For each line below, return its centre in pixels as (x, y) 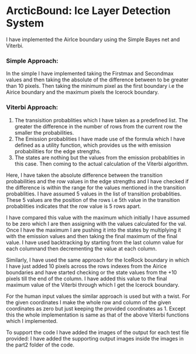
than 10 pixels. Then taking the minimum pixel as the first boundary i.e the (95, 86)
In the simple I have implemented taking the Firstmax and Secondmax (90, 74)
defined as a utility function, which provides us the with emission (93, 145)
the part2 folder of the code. (40, 345)
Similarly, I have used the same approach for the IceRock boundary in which (98, 260)
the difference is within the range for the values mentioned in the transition (96, 187)
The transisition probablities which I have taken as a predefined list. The (101, 120)
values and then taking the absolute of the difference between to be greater (97, 80)
